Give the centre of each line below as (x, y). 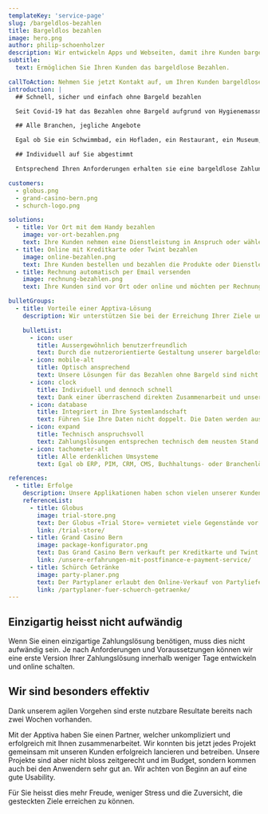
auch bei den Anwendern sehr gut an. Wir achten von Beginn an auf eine (128, 769)
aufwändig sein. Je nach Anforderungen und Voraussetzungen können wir (131, 650)
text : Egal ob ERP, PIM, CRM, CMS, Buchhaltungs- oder (130, 464)
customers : (26, 183)
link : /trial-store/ (71, 530)
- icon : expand (55, 427)
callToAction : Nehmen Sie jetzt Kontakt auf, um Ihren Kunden (114, 82)
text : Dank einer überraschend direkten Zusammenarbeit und (139, 397)
